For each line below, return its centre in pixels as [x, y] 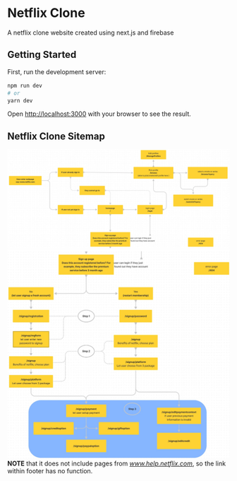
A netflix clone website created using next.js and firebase [91, 32]
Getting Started [42, 55]
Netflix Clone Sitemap [56, 136]
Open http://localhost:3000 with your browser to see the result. [99, 114]
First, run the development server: [57, 71]
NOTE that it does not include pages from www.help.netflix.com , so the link [117, 463]
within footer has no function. [50, 470]
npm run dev [25, 85]
